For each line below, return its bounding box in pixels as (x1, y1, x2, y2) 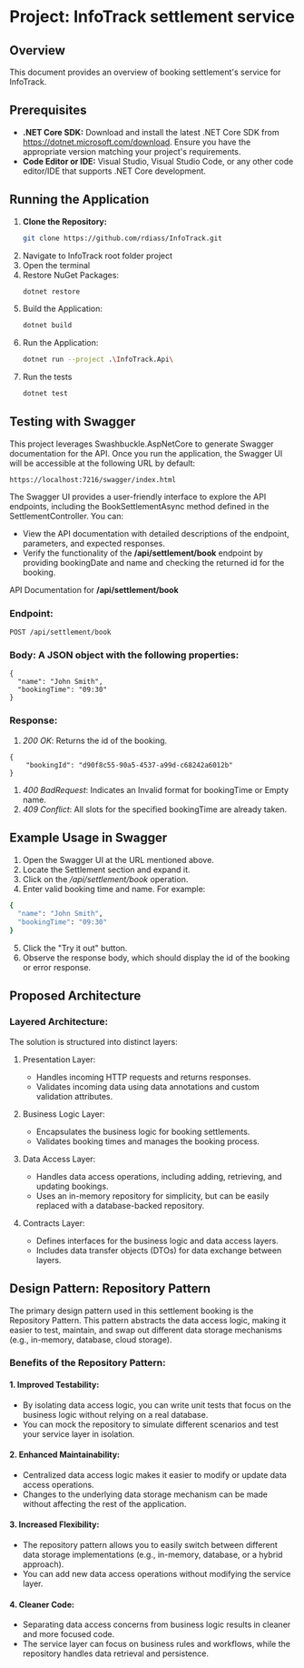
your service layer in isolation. (22, 1428, 135, 1439)
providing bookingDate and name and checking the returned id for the (22, 557, 285, 568)
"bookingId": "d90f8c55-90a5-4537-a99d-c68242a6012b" (25, 760, 233, 769)
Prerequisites (9, 103, 87, 118)
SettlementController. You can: (9, 510, 124, 521)
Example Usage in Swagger (9, 830, 168, 846)
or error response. (22, 962, 92, 973)
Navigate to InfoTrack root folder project (22, 250, 173, 261)
